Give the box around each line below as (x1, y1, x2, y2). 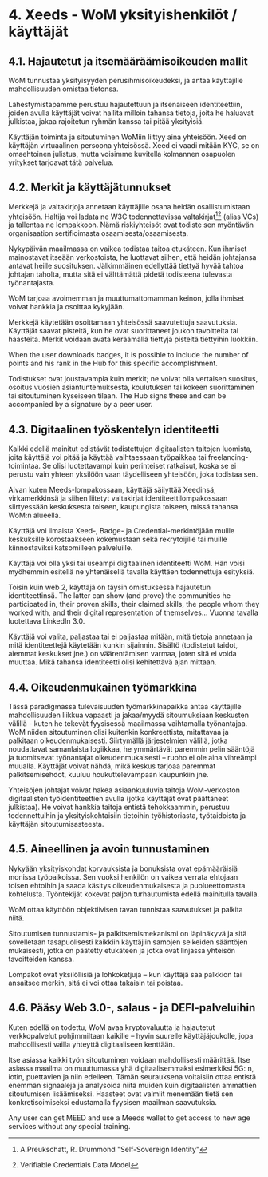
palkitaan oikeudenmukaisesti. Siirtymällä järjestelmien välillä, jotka (8, 736, 228, 745)
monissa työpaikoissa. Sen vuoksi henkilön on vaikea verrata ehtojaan (8, 872, 238, 881)
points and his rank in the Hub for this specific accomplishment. (8, 358, 218, 369)
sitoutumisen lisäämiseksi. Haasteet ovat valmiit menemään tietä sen (8, 1089, 234, 1099)
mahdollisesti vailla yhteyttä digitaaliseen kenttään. (8, 1039, 175, 1049)
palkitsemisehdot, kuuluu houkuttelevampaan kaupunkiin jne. (8, 770, 209, 780)
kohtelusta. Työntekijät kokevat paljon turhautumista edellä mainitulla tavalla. (8, 889, 260, 899)
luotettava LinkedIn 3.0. (8, 616, 85, 626)
